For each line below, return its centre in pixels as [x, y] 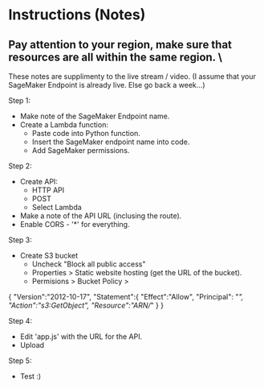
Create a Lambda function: [64, 125]
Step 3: [20, 240]
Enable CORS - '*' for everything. [75, 224]
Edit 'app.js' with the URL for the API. [81, 336]
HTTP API [48, 190]
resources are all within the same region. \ [116, 57]
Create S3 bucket [49, 256]
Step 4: [20, 321]
